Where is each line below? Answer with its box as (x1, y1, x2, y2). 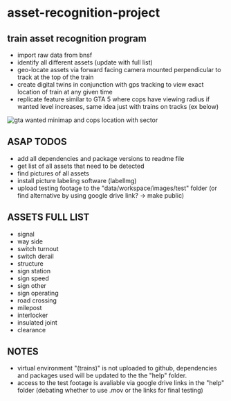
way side (17, 237, 44, 246)
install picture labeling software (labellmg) (17, 176, 137, 185)
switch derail (17, 252, 54, 260)
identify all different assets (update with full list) (17, 58, 154, 67)
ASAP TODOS (7, 136, 67, 148)
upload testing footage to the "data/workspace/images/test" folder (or (17, 184, 218, 192)
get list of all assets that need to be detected (17, 162, 145, 170)
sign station (17, 266, 50, 275)
